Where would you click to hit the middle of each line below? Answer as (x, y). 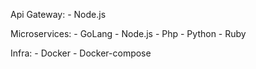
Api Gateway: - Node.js (58, 14)
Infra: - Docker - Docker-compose (81, 53)
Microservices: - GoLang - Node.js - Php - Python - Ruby (128, 33)
